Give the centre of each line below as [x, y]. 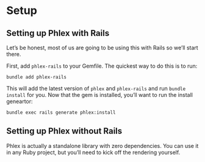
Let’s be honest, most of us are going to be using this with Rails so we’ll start [102, 48]
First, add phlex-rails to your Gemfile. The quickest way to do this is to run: [102, 66]
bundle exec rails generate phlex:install [61, 113]
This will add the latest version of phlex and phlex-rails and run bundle [96, 88]
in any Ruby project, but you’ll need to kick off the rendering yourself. [93, 152]
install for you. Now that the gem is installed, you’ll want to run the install [100, 95]
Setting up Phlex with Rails [58, 33]
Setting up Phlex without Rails [64, 131]
